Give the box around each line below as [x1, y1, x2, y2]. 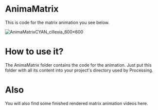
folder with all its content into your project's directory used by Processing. [5, 67, 153, 73]
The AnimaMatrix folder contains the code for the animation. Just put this [5, 62, 152, 68]
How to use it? [5, 46, 64, 57]
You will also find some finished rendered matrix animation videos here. [5, 100, 148, 106]
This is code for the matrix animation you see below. [5, 19, 110, 25]
